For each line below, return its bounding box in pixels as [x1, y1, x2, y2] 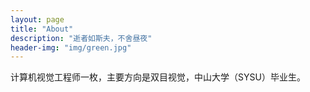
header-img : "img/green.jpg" [10, 42, 132, 53]
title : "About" [10, 24, 74, 34]
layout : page [10, 14, 65, 25]
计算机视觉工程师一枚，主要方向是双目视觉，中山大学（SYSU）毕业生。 [10, 71, 306, 83]
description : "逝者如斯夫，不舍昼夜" [10, 33, 153, 43]
